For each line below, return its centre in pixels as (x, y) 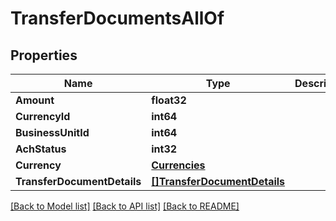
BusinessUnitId (52, 132)
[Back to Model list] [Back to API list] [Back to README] (125, 206)
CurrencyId (43, 116)
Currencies (178, 165)
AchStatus (41, 149)
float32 (169, 100)
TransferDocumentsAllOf (117, 18)
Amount (35, 100)
